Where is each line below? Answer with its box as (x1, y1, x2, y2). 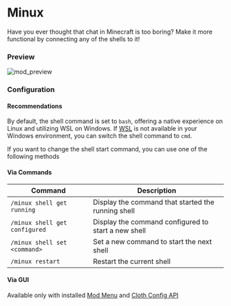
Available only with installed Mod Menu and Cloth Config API (7, 291, 179, 299)
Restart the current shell (92, 256, 170, 266)
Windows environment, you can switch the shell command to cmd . (7, 132, 192, 140)
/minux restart (10, 257, 60, 265)
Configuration (7, 85, 55, 94)
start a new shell (92, 226, 146, 235)
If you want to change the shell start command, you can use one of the (7, 145, 208, 153)
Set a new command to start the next (92, 237, 212, 246)
